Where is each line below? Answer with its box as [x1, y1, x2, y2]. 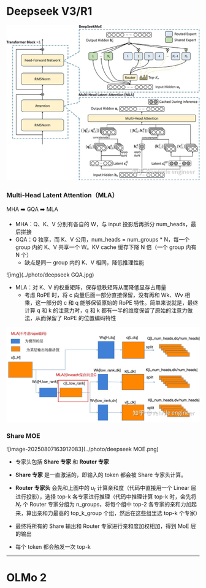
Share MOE [6, 431, 41, 440]
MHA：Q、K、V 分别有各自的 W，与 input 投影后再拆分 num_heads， [15, 221, 191, 228]
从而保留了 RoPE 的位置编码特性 [35, 315, 116, 322]
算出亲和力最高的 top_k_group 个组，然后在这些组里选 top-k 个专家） [26, 509, 201, 516]
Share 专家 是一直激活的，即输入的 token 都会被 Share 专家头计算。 [15, 471, 187, 479]
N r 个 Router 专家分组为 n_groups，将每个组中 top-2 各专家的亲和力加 [15, 500, 192, 510]
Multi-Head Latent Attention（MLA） [6, 191, 118, 199]
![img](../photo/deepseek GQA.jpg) [6, 271, 94, 278]
